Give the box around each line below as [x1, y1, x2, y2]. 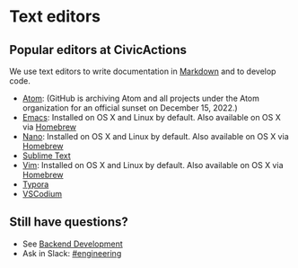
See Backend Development [22, 238, 123, 249]
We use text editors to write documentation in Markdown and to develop [9, 66, 276, 76]
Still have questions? [9, 214, 128, 230]
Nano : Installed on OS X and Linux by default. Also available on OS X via [22, 131, 289, 141]
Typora [22, 179, 49, 190]
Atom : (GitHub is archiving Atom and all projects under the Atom [22, 93, 260, 103]
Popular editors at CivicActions [9, 42, 187, 58]
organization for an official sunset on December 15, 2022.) [22, 103, 238, 113]
